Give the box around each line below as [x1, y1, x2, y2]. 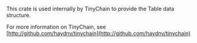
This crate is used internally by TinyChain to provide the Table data [6, 5, 175, 12]
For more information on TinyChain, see [6, 24, 106, 30]
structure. [6, 12, 31, 19]
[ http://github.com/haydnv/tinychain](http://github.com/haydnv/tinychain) [6, 30, 191, 37]
